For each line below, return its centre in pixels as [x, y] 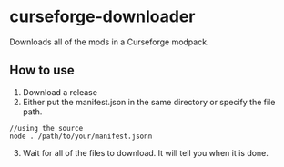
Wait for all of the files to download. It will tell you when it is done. [145, 152]
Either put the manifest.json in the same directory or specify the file [149, 102]
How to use [42, 70]
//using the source [46, 128]
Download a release [60, 92]
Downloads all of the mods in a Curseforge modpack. [109, 42]
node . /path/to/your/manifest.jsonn [81, 136]
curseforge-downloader [102, 17]
